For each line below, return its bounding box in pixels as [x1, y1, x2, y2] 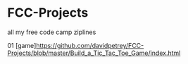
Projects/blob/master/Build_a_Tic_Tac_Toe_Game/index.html [7, 49, 181, 57]
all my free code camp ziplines [7, 28, 96, 36]
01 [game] [7, 41, 37, 49]
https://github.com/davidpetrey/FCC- [36, 41, 144, 49]
